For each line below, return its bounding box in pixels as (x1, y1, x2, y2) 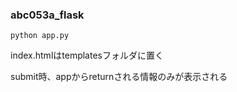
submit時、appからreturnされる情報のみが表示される (10, 71, 228, 83)
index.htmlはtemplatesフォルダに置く (10, 49, 164, 62)
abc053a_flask (10, 8, 85, 22)
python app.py (10, 31, 70, 41)
